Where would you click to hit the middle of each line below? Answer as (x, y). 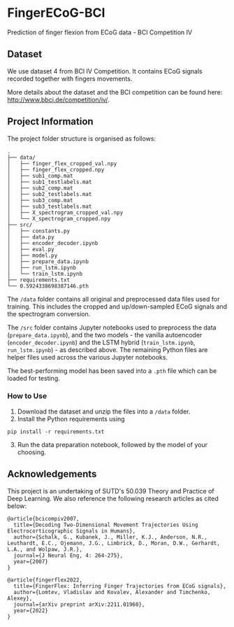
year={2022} (31, 610)
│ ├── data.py (31, 237)
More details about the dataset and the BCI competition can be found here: (115, 92)
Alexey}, (20, 598)
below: (17, 506)
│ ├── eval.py (31, 249)
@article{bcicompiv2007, (43, 519)
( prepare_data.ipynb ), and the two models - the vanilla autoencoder (105, 334)
